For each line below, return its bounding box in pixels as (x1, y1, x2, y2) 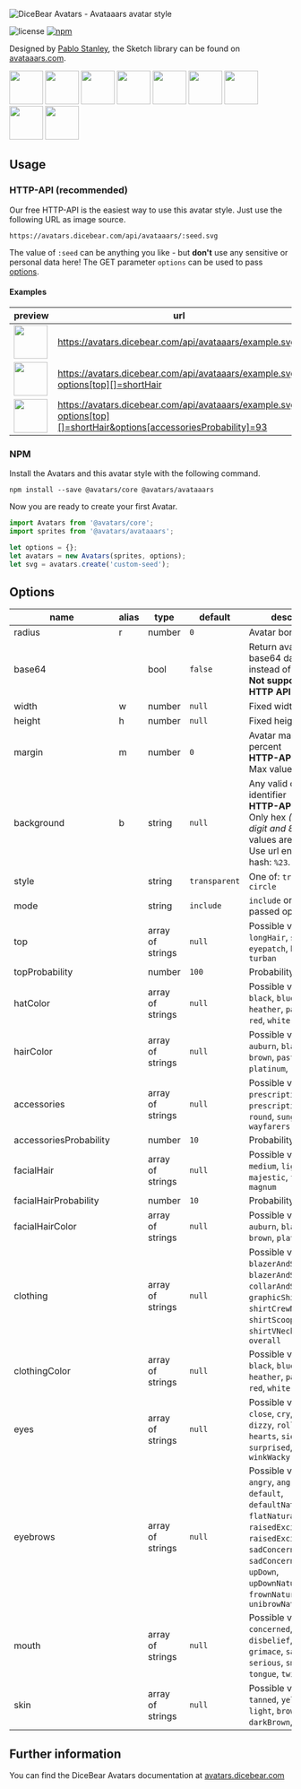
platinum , (248, 1063, 288, 1075)
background (13, 817, 65, 829)
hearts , (248, 1430, 279, 1443)
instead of (248, 664, 291, 676)
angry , (248, 1476, 275, 1489)
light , (248, 1705, 275, 1717)
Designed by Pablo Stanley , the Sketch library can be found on (9, 43, 240, 54)
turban (248, 953, 277, 964)
